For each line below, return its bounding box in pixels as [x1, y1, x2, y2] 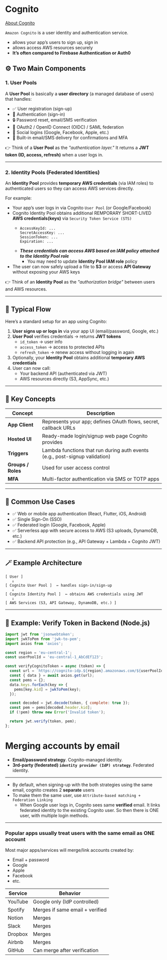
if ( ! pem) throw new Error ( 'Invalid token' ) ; [9, 710, 106, 715]
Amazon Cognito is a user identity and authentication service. [5, 29, 128, 35]
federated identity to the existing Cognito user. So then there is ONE [19, 807, 159, 813]
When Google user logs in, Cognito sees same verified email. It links [19, 801, 161, 808]
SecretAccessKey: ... [19, 230, 65, 235]
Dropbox [7, 931, 28, 938]
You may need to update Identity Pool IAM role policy [27, 258, 138, 264]
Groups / [7, 461, 29, 468]
